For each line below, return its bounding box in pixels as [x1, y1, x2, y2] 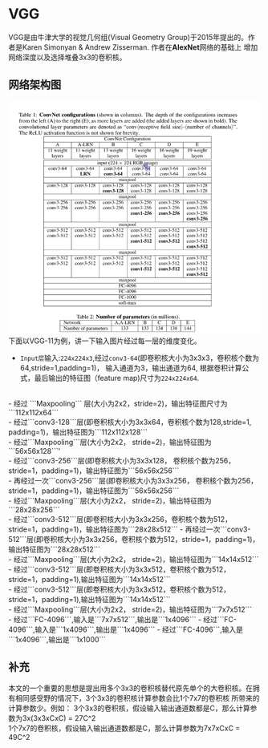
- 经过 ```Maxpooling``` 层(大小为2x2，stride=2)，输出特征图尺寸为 [8, 398, 228, 409]
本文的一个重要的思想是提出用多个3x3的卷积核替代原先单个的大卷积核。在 [8, 683, 253, 693]
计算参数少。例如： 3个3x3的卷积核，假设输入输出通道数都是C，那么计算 [8, 703, 250, 713]
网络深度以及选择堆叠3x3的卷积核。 [8, 52, 127, 62]
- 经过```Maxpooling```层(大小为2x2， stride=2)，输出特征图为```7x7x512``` [8, 604, 253, 614]
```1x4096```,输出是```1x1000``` [8, 635, 107, 645]
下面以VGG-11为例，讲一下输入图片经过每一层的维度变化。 [8, 336, 201, 346]
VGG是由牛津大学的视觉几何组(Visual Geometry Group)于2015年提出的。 [8, 32, 249, 42]
